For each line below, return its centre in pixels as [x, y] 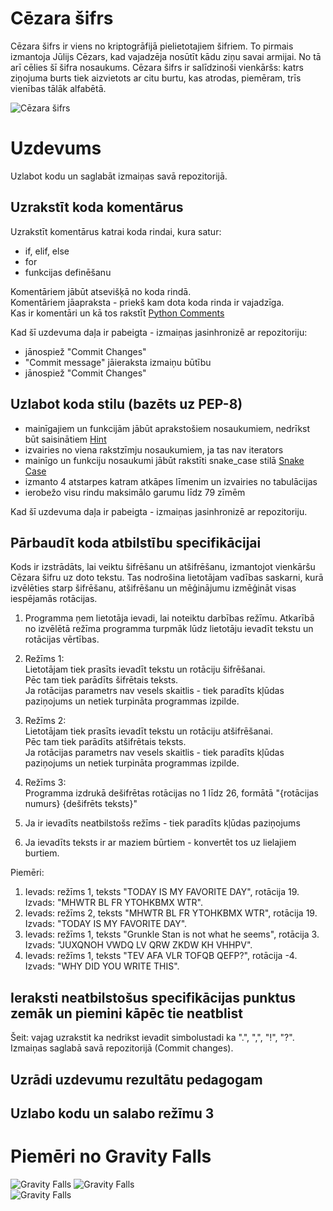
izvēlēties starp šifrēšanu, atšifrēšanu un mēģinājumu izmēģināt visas [153, 588]
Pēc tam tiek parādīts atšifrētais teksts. [105, 742]
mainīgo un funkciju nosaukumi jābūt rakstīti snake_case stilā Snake [164, 460]
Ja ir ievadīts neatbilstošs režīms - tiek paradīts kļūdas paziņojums [162, 823]
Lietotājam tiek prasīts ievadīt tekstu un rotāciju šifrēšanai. [145, 669]
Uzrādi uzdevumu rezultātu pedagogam [136, 1079]
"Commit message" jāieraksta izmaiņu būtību [118, 362]
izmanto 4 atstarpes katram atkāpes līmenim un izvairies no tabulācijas [171, 481]
